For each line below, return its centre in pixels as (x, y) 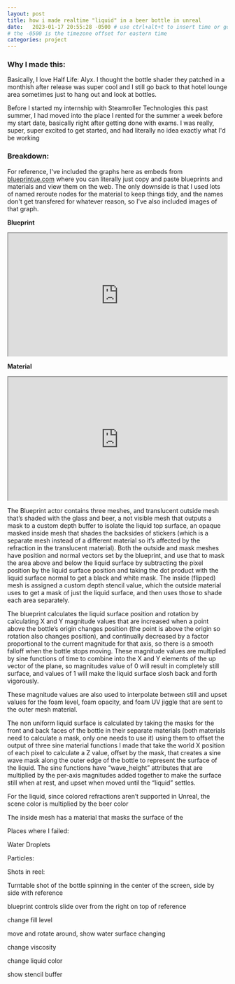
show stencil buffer (35, 974)
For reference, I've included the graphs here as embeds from (95, 171)
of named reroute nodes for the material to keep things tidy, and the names (115, 194)
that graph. (23, 208)
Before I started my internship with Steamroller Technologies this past (108, 108)
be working (23, 138)
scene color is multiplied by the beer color (68, 804)
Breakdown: (28, 157)
